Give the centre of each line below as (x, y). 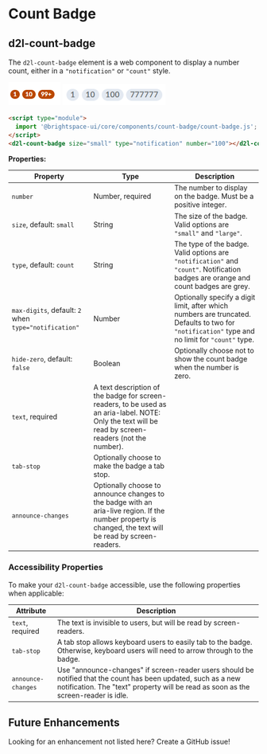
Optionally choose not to (214, 350)
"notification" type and (215, 331)
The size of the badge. (211, 216)
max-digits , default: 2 (46, 310)
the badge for (116, 396)
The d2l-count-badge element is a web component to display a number (124, 62)
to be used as (144, 404)
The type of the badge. (212, 244)
